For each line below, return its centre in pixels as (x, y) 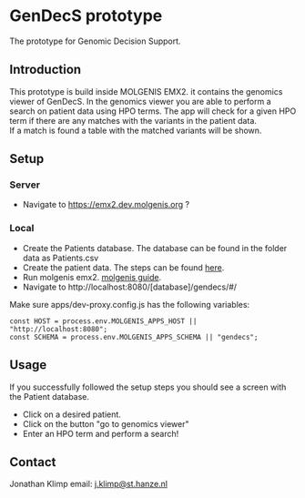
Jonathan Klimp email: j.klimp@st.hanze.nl (89, 484)
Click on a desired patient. (71, 414)
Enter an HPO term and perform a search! (101, 433)
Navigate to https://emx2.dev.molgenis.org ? (106, 205)
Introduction (46, 70)
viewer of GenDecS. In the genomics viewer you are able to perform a (140, 101)
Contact (33, 462)
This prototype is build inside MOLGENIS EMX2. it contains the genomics (146, 91)
